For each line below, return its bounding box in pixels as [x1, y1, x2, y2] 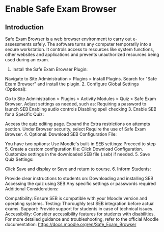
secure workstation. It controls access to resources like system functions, [5, 47, 154, 52]
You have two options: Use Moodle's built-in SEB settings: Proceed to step [5, 141, 156, 147]
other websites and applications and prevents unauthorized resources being [5, 52, 160, 57]
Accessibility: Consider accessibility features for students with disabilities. [5, 211, 155, 217]
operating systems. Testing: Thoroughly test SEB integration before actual [5, 201, 155, 206]
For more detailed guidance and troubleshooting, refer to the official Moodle [5, 216, 159, 222]
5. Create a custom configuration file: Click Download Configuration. [5, 146, 143, 152]
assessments [5, 41, 32, 47]
